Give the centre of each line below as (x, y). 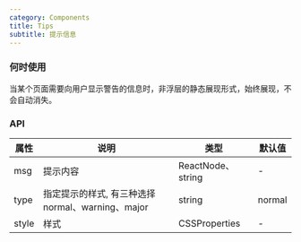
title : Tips (31, 26)
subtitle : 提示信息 (43, 34)
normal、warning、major (96, 207)
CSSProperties (210, 223)
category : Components (50, 17)
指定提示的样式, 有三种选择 (99, 194)
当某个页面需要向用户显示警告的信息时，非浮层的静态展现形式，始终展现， (146, 88)
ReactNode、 (206, 165)
